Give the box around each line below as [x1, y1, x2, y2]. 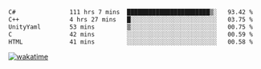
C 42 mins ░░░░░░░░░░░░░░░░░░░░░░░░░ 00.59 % [8, 30, 253, 38]
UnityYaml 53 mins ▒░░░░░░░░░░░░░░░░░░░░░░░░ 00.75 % [8, 23, 253, 31]
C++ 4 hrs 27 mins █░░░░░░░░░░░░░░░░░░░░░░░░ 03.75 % [8, 15, 253, 24]
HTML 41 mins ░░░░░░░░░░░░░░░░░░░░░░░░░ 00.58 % [8, 37, 253, 46]
